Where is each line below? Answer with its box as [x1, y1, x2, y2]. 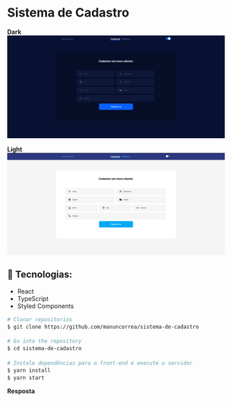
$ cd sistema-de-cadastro [7, 345, 81, 352]
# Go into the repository [7, 338, 81, 345]
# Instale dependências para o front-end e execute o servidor [7, 359, 193, 367]
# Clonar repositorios [7, 316, 72, 323]
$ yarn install [7, 367, 51, 374]
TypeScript [17, 294, 49, 303]
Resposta [7, 387, 35, 395]
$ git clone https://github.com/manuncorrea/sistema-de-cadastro [7, 323, 199, 330]
